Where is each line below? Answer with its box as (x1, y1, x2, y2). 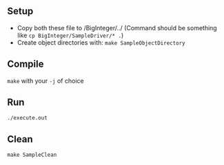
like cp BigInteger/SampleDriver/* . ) (17, 31, 124, 39)
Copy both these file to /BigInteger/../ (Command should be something (17, 23, 217, 32)
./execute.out (7, 115, 48, 122)
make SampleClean (7, 151, 57, 159)
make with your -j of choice (7, 76, 84, 85)
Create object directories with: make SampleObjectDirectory (17, 38, 185, 47)
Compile (7, 58, 44, 70)
